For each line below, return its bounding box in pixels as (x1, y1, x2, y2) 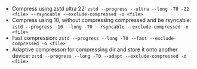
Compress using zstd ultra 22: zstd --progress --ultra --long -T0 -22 (11, 5, 189, 12)
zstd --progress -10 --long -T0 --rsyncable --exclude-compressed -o (11, 24, 189, 30)
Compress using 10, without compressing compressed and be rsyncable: (11, 17, 192, 23)
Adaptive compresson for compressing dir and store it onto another (11, 46, 178, 53)
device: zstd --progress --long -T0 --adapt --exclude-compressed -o (11, 52, 187, 59)
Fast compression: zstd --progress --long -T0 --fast (11, 34, 147, 41)
